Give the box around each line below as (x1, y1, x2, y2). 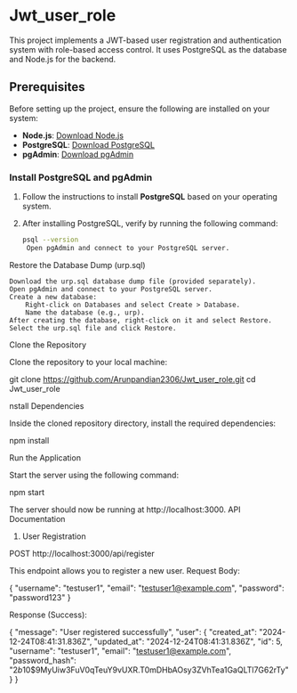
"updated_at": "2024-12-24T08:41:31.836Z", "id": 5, (93, 636, 283, 647)
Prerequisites (9, 79, 85, 94)
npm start (9, 486, 45, 497)
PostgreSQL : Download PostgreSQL (21, 139, 156, 150)
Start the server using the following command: (9, 469, 180, 480)
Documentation (9, 513, 66, 524)
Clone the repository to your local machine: (9, 356, 168, 367)
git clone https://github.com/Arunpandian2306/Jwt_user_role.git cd (9, 373, 256, 384)
